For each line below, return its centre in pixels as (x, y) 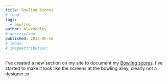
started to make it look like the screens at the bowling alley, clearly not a (81, 68)
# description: (21, 34)
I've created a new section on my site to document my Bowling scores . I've (84, 63)
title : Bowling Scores (29, 10)
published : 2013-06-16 (29, 39)
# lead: (14, 15)
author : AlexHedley (26, 29)
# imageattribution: (27, 48)
